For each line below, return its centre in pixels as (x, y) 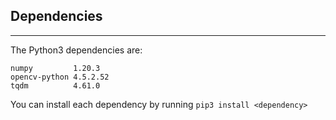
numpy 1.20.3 (55, 68)
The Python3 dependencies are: (76, 50)
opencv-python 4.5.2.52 (60, 77)
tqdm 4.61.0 (55, 85)
